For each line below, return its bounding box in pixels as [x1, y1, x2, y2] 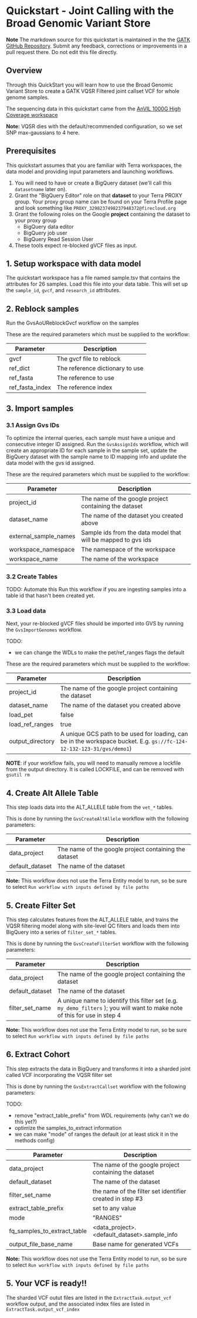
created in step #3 [92, 1195, 143, 1203]
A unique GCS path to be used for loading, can [60, 730, 189, 738]
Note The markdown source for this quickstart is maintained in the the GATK [6, 36, 191, 43]
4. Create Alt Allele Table [6, 788, 98, 798]
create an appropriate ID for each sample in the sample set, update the [6, 447, 177, 454]
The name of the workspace [81, 554, 159, 563]
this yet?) [14, 1118, 37, 1125]
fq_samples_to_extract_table [9, 1227, 87, 1235]
